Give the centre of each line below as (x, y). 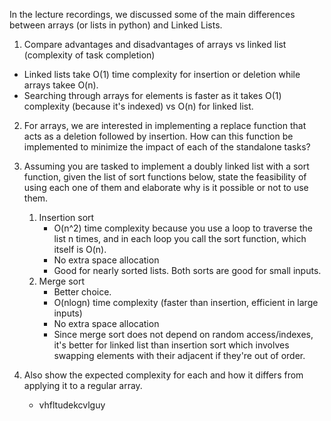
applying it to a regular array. (83, 385)
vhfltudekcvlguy (72, 405)
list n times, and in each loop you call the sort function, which (180, 238)
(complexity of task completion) (89, 55)
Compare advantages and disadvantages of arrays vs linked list (155, 44)
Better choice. (82, 292)
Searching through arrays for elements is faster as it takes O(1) (152, 95)
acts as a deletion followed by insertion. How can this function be (158, 136)
